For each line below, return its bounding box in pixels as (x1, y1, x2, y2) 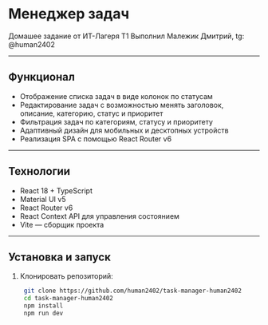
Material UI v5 (19, 194, 66, 204)
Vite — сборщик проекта (19, 220, 104, 229)
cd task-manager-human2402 (23, 295, 113, 303)
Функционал (8, 70, 76, 84)
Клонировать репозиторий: (19, 271, 113, 281)
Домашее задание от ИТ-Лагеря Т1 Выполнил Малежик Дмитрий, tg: (8, 31, 245, 41)
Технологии (8, 164, 70, 178)
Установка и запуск (8, 250, 112, 264)
